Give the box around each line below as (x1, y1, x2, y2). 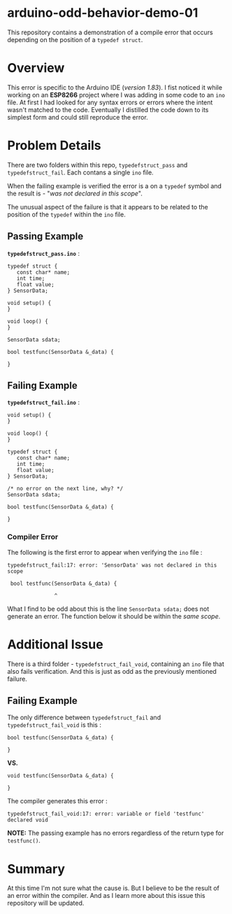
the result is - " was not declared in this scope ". (7, 189, 143, 198)
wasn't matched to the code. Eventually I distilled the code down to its (7, 105, 209, 113)
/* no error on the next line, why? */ (7, 485, 124, 492)
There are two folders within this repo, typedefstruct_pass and (7, 160, 188, 169)
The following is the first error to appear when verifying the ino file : (7, 548, 203, 556)
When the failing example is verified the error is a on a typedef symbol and (7, 181, 222, 190)
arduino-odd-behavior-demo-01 (7, 5, 198, 21)
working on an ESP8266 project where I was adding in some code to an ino (7, 90, 226, 99)
